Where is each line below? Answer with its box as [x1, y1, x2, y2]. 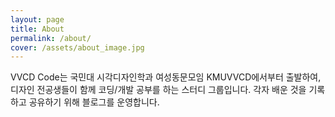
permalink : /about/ [10, 33, 92, 43]
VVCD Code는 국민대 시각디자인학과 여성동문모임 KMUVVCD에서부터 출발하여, [10, 71, 322, 83]
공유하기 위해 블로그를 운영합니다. [28, 96, 160, 108]
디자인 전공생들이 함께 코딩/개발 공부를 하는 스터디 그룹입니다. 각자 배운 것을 [10, 84, 307, 96]
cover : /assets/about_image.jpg [10, 42, 145, 53]
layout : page [10, 14, 65, 25]
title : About [10, 24, 65, 34]
